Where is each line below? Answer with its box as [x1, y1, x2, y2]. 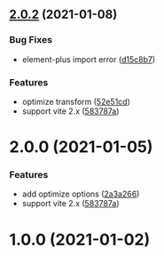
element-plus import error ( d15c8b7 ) [21, 53, 156, 65]
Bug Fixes [9, 34, 53, 46]
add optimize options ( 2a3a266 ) [21, 188, 140, 199]
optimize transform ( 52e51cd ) [21, 96, 131, 107]
